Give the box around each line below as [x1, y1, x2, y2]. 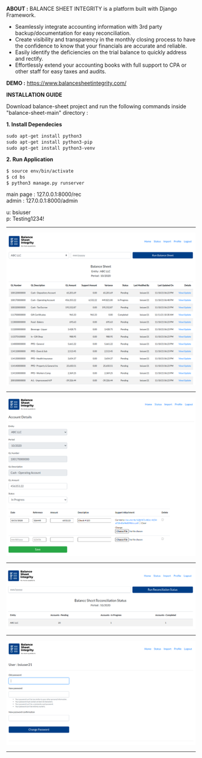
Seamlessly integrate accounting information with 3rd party [14, 23, 162, 30]
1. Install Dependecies [6, 121, 63, 128]
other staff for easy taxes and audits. [14, 68, 106, 75]
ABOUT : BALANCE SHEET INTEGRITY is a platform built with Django [6, 5, 177, 12]
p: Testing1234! [6, 215, 44, 222]
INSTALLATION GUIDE [6, 91, 63, 98]
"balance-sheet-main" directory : [6, 109, 88, 116]
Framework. [6, 11, 36, 19]
